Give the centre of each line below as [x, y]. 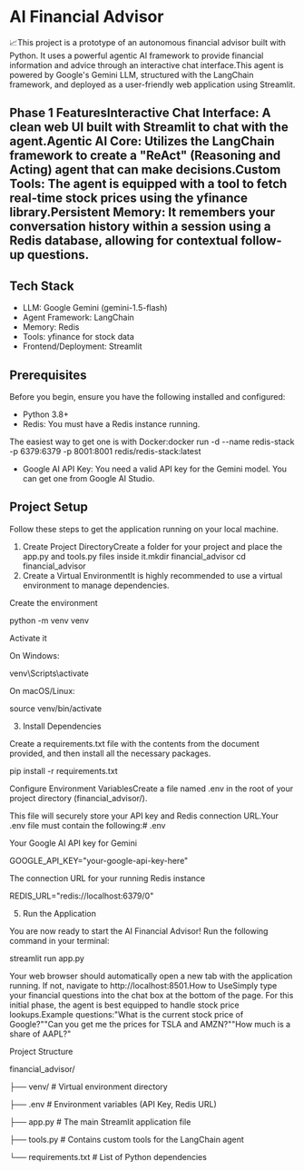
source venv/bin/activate [56, 708]
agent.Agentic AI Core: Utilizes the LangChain [142, 141]
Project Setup [49, 507]
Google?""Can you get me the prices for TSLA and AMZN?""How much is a [150, 1024]
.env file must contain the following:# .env [88, 825]
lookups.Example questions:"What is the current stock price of [127, 1014]
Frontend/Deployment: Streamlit [82, 346]
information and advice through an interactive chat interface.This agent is [147, 65]
